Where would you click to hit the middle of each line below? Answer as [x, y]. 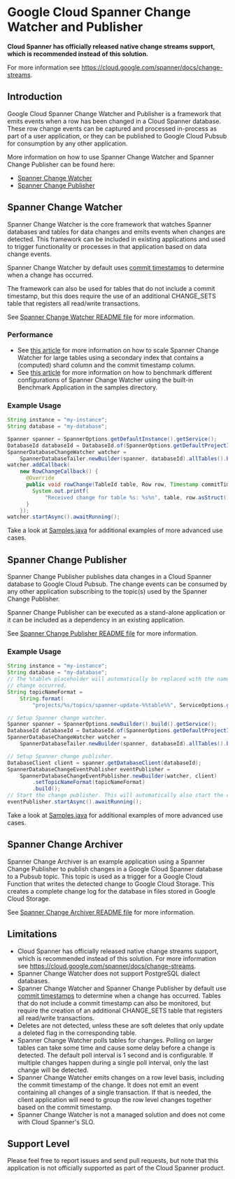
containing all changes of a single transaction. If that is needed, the [114, 1092]
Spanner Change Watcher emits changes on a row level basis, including [121, 1077]
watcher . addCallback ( [39, 465]
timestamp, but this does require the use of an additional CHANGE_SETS [112, 296]
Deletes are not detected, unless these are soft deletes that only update [120, 1025]
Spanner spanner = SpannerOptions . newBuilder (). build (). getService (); [112, 724]
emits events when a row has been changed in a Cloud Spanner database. [114, 121]
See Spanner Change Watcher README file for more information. [101, 317]
